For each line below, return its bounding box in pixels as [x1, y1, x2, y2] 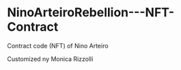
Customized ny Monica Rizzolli [7, 54, 94, 63]
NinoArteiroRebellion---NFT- [7, 5, 175, 20]
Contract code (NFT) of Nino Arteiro [7, 41, 109, 50]
